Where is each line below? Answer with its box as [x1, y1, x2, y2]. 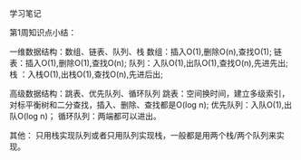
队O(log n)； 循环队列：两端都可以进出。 [9, 111, 161, 121]
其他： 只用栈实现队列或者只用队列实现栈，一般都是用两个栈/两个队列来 [9, 130, 277, 140]
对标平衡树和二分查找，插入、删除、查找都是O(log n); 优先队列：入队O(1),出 [9, 99, 293, 110]
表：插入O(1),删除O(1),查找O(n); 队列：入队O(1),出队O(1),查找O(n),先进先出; [9, 58, 288, 68]
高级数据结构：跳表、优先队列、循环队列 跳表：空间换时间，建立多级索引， [9, 89, 290, 99]
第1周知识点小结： [9, 27, 77, 38]
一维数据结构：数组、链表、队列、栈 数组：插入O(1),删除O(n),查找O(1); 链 [9, 46, 283, 57]
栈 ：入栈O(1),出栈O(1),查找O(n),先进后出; [9, 69, 163, 80]
